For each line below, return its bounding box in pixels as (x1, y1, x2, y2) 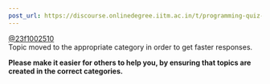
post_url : (8, 11, 42, 20)
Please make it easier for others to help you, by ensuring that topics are (8, 58, 252, 67)
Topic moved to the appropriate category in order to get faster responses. (8, 42, 253, 52)
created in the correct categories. (8, 66, 123, 76)
